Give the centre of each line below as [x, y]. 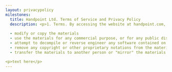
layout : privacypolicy [29, 10]
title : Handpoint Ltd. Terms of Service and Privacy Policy [75, 19]
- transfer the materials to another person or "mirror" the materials [88, 52]
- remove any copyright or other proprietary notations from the [81, 48]
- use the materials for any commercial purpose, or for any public [84, 39]
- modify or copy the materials [45, 33]
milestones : [18, 15]
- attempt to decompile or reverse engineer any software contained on [88, 43]
